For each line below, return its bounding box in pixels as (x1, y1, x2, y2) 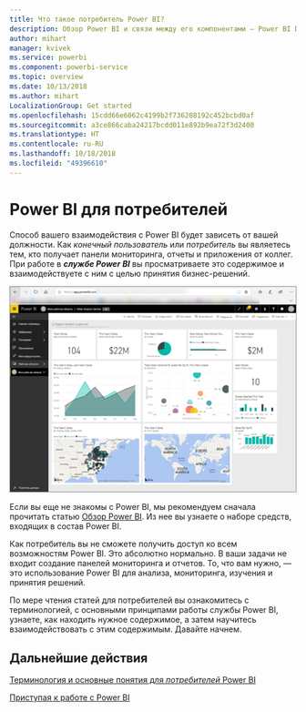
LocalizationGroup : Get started (9, 101, 132, 110)
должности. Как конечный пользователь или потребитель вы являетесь (9, 239, 291, 249)
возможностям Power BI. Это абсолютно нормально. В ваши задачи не (9, 548, 287, 559)
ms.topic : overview (9, 73, 84, 82)
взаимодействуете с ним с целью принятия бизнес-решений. (9, 268, 250, 279)
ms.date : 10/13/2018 (9, 82, 88, 91)
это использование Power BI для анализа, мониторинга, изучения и (9, 567, 273, 578)
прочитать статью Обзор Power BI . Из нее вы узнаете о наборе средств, (9, 511, 292, 523)
